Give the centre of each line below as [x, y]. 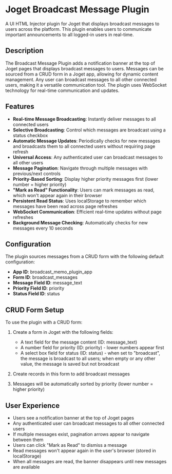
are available [26, 467]
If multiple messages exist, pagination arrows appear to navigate [81, 434]
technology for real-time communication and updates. [62, 90]
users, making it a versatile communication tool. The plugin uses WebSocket [86, 85]
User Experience [33, 405]
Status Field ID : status [36, 294]
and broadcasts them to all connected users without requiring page [84, 146]
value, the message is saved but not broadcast [70, 364]
